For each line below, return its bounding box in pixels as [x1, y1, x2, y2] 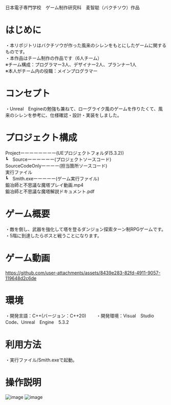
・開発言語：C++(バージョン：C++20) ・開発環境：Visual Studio [5, 312, 155, 319]
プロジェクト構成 [5, 132, 78, 144]
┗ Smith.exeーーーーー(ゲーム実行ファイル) [5, 175, 100, 181]
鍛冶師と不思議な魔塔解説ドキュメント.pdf [5, 188, 95, 194]
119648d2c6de [5, 275, 37, 281]
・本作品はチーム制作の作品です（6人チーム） [5, 55, 102, 61]
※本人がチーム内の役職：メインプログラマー [5, 68, 98, 74]
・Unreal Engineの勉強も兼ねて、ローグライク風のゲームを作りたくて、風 [5, 106, 163, 112]
